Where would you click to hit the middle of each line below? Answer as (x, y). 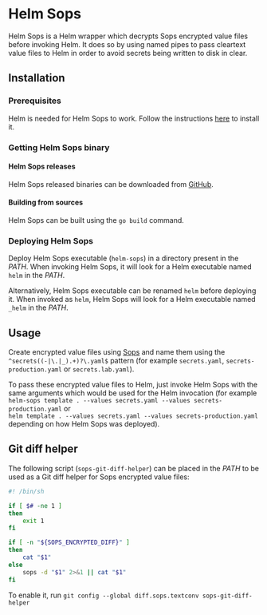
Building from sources (46, 202)
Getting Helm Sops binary (59, 147)
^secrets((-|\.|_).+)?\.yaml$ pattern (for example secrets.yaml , (116, 361)
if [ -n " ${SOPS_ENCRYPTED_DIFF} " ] (69, 543)
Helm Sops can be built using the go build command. (96, 220)
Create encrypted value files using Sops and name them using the (117, 352)
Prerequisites (35, 101)
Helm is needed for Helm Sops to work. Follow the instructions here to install (134, 118)
